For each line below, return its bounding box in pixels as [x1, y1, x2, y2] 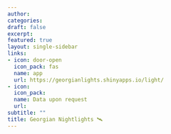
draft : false [7, 23, 46, 30]
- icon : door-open [7, 57, 62, 64]
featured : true [7, 37, 53, 44]
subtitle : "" [7, 109, 46, 116]
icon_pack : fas [14, 63, 59, 70]
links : [7, 50, 27, 57]
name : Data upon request [14, 96, 88, 104]
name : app [14, 69, 43, 77]
